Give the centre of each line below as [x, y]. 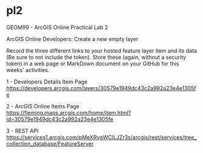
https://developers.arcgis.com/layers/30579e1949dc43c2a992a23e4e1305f [101, 88]
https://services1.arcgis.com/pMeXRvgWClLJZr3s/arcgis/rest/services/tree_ [101, 137]
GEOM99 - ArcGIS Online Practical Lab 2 [57, 27]
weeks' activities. [28, 70]
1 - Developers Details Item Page [47, 82]
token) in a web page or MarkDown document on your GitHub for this [93, 63]
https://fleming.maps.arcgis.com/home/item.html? [69, 112]
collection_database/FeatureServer [50, 143]
